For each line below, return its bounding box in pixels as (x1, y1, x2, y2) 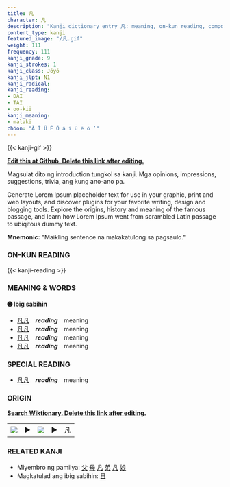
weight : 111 (7, 42, 41, 49)
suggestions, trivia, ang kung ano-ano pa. (7, 178, 125, 186)
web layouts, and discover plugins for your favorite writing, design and (7, 198, 206, 206)
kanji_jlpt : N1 (7, 73, 51, 81)
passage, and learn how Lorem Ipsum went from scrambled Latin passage (7, 213, 216, 221)
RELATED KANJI (7, 447, 62, 456)
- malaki (7, 118, 32, 126)
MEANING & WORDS (7, 283, 77, 292)
